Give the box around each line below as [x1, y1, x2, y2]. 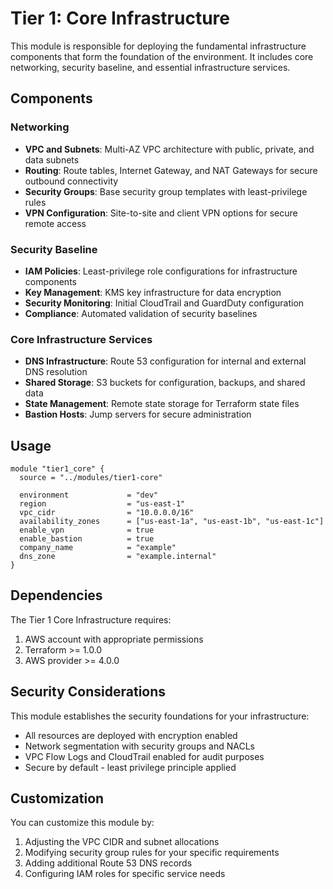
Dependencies [10, 587, 103, 604]
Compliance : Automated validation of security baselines [24, 307, 258, 319]
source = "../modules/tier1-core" [19, 473, 163, 483]
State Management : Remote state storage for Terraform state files [24, 398, 300, 410]
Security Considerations [10, 683, 167, 701]
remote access [24, 217, 87, 229]
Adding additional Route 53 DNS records [24, 857, 193, 869]
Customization [10, 790, 105, 807]
